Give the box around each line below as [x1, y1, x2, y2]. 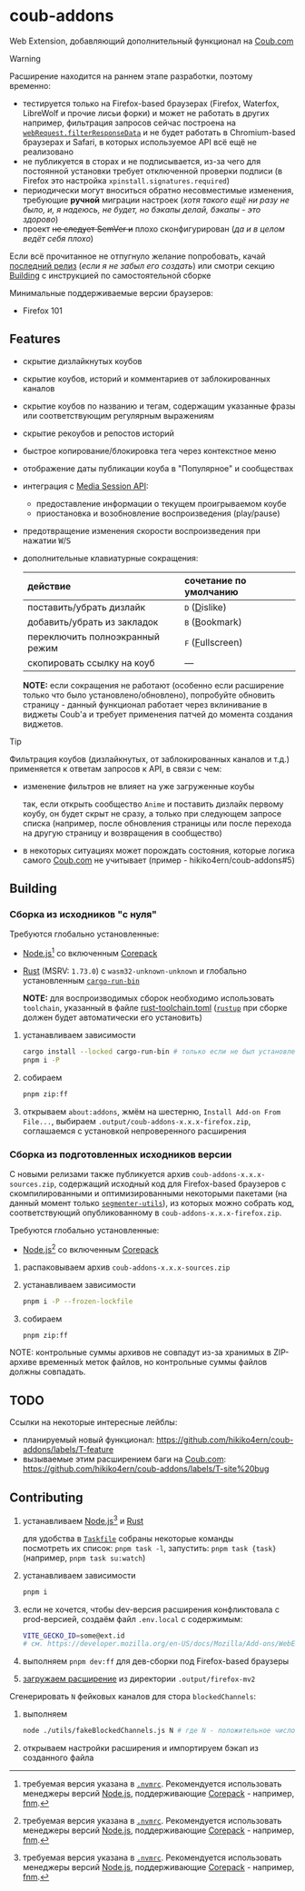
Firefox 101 [22, 305, 64, 316]
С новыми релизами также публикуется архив [9, 1169, 191, 1180]
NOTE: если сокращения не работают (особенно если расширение [22, 679, 284, 690]
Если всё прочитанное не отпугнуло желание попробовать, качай [9, 251, 266, 262]
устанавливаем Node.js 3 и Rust [22, 1514, 143, 1526]
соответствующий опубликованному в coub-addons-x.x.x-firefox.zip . [9, 1207, 282, 1218]
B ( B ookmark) [184, 615, 242, 628]
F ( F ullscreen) [184, 636, 243, 648]
